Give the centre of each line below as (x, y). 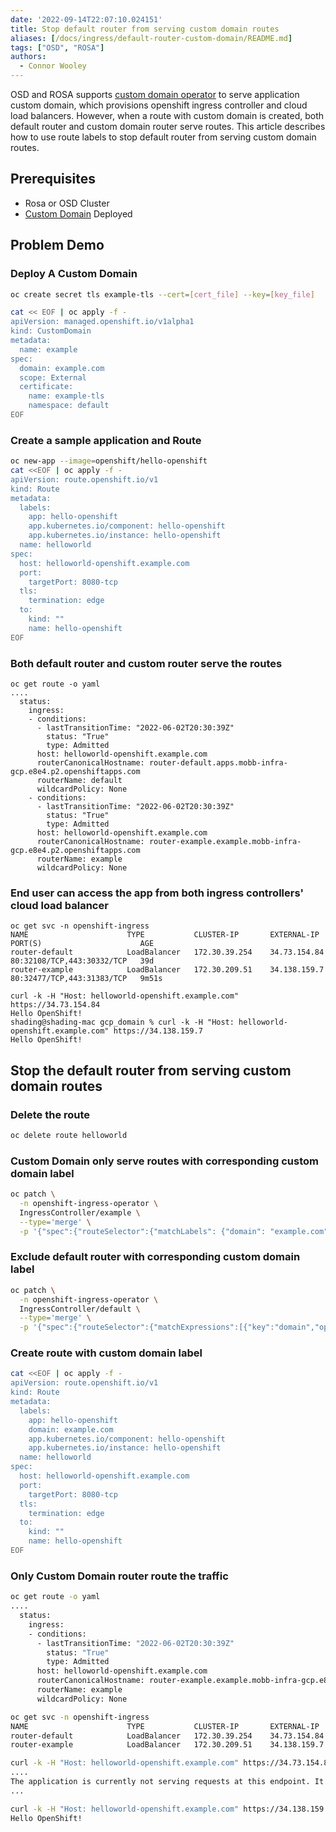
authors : (28, 57)
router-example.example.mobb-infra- (225, 841)
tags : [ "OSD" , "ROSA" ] (57, 47)
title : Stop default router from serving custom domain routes (145, 29)
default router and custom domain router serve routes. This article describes (168, 126)
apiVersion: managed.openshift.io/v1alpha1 (102, 322)
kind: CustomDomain (51, 331)
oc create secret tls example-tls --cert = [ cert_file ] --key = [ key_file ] (162, 294)
